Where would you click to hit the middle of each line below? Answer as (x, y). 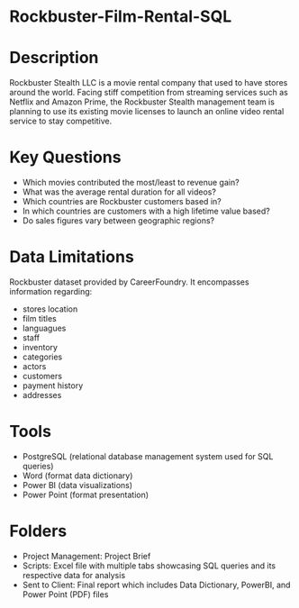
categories (42, 357)
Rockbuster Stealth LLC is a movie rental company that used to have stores (149, 83)
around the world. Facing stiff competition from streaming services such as (149, 93)
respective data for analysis (74, 575)
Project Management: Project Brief (86, 556)
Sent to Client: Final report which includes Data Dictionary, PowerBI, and (156, 585)
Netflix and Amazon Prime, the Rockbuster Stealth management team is (142, 102)
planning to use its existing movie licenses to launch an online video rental (147, 112)
